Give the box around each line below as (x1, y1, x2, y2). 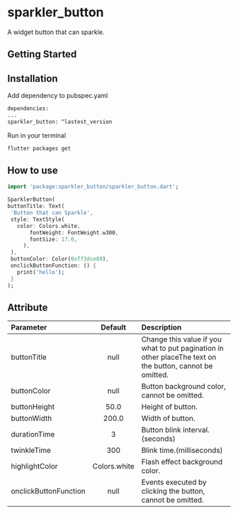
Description (141, 322, 182, 332)
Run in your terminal (7, 131, 66, 139)
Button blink (141, 425, 181, 435)
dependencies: (7, 105, 50, 112)
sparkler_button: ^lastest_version (7, 118, 113, 125)
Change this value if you (141, 334, 222, 344)
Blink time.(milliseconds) (141, 445, 223, 455)
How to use (7, 165, 58, 177)
